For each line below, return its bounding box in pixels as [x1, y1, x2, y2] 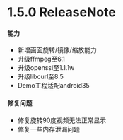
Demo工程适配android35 [17, 81, 90, 90]
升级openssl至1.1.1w [17, 64, 75, 72]
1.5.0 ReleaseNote [7, 4, 117, 21]
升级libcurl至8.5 [17, 72, 64, 81]
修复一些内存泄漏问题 [17, 124, 80, 133]
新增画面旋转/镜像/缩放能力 [17, 46, 97, 54]
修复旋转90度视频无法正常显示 [17, 116, 107, 124]
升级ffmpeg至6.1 [17, 54, 65, 64]
